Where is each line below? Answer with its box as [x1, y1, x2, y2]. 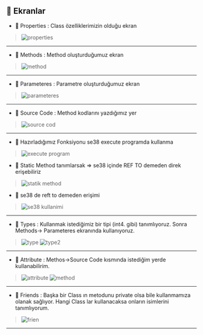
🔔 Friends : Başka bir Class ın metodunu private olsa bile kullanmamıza [14, 291, 191, 299]
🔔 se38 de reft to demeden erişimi [14, 191, 100, 199]
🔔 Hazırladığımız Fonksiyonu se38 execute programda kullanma [14, 138, 173, 145]
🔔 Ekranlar [6, 6, 46, 16]
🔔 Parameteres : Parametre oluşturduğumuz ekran [14, 80, 140, 88]
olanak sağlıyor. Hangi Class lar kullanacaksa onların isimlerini [14, 298, 169, 305]
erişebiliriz [14, 168, 41, 175]
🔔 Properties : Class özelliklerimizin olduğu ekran [14, 22, 137, 29]
